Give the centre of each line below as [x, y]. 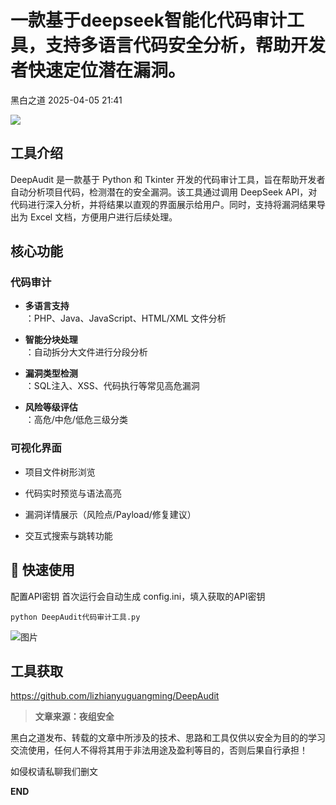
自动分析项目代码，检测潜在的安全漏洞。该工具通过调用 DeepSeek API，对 [164, 192]
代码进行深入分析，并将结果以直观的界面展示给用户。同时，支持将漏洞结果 [163, 204]
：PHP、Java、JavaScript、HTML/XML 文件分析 [125, 318]
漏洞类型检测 [51, 373]
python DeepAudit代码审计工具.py [75, 617]
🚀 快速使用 [42, 570]
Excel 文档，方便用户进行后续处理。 [103, 217]
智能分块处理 [51, 340]
